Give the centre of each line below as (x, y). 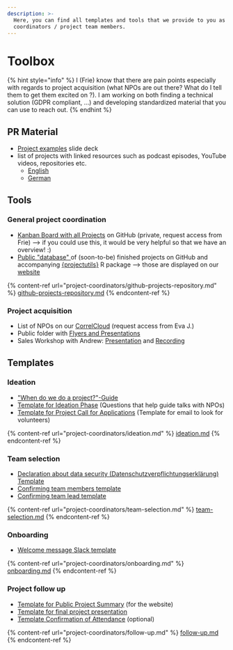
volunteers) (34, 420)
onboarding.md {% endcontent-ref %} (62, 571)
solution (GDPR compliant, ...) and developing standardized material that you (116, 102)
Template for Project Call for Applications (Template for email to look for (120, 412)
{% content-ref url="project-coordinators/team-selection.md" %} (101, 509)
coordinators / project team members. (70, 26)
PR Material (33, 132)
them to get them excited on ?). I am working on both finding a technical (110, 95)
